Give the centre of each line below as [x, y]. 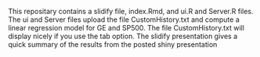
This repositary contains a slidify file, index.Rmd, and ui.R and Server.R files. [131, 11]
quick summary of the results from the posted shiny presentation [113, 45]
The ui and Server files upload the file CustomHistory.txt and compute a [124, 20]
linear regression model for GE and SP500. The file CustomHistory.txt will [126, 28]
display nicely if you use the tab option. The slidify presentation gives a [123, 36]
